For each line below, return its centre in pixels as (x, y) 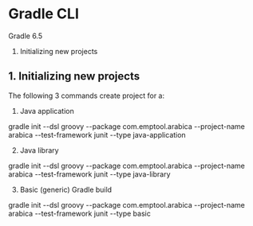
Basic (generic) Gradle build (66, 189)
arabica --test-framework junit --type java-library (89, 174)
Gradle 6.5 (25, 36)
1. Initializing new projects (74, 76)
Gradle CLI (44, 14)
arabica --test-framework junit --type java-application (97, 134)
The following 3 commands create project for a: (87, 95)
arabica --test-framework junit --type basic (80, 213)
